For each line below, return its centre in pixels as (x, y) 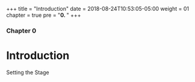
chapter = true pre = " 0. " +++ (44, 15)
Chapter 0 (21, 31)
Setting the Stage (28, 72)
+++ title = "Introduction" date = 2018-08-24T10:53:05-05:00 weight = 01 (98, 9)
